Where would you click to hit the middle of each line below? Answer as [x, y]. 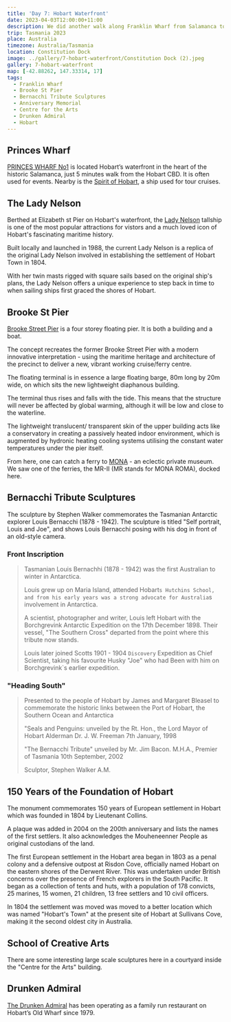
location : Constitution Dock [49, 52]
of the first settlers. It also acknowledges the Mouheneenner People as [108, 836]
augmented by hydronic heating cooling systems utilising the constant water [115, 440]
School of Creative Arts [58, 943]
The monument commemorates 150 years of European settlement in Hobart [114, 808]
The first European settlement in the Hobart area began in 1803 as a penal [112, 857]
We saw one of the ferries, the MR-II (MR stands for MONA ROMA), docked [114, 469]
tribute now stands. [51, 640]
